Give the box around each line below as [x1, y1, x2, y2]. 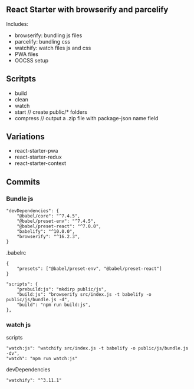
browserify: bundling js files [14, 32, 83, 39]
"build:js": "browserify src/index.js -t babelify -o [17, 292, 152, 298]
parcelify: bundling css [14, 38, 71, 45]
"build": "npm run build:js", [17, 302, 91, 308]
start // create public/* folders [14, 108, 87, 116]
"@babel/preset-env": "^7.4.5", [17, 218, 96, 225]
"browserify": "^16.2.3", [17, 234, 81, 240]
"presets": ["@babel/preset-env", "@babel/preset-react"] [17, 266, 162, 272]
